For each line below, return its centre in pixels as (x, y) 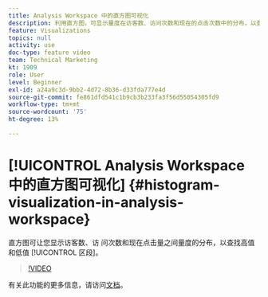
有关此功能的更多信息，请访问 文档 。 (68, 284)
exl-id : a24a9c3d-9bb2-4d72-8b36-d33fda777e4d (87, 90)
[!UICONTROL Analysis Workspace (126, 166)
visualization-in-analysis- (96, 203)
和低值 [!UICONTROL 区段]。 (55, 252)
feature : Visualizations (49, 30)
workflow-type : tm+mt (44, 104)
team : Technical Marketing (53, 61)
